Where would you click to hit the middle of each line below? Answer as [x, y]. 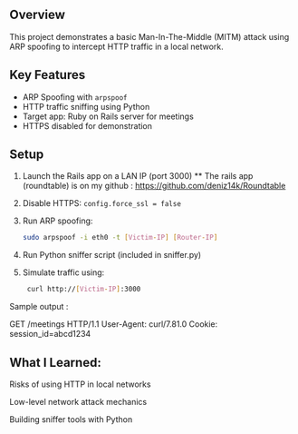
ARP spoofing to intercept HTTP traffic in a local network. [116, 46]
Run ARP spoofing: [58, 221]
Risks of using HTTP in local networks [80, 384]
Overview [38, 15]
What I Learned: [55, 362]
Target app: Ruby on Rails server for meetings [108, 116]
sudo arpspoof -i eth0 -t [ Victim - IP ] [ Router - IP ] [120, 238]
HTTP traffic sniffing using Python [86, 106]
